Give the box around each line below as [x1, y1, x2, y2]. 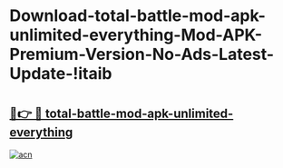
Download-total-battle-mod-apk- [9, 5, 266, 26]
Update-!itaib [9, 64, 112, 84]
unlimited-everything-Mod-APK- [9, 25, 263, 45]
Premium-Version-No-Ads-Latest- [9, 44, 275, 64]
